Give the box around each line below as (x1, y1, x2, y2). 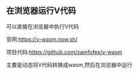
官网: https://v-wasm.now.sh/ (6, 35, 77, 43)
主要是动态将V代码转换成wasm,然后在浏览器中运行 (6, 61, 133, 68)
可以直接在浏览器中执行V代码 (6, 23, 79, 30)
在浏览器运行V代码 (6, 5, 76, 16)
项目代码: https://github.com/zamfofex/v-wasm (6, 48, 123, 55)
